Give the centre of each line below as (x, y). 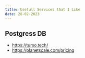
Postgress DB (26, 34)
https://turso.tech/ (30, 45)
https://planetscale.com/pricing (43, 50)
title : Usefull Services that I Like (43, 9)
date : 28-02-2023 (22, 14)
